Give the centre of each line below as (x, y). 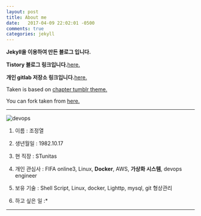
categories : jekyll (31, 34)
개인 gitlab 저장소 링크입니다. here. (47, 77)
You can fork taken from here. (43, 101)
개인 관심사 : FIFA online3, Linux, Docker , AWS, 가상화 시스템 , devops (98, 169)
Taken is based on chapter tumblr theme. (57, 89)
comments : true (25, 28)
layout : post (22, 12)
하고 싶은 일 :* (31, 201)
